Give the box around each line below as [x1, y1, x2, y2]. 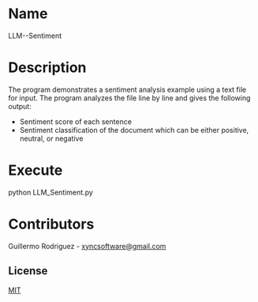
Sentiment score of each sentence [19, 116, 133, 126]
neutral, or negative [19, 134, 84, 143]
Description [8, 59, 87, 77]
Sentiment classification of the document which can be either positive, [19, 125, 249, 134]
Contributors [8, 215, 95, 233]
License [8, 264, 48, 277]
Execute [8, 161, 63, 179]
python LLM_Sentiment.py [8, 187, 93, 197]
